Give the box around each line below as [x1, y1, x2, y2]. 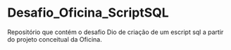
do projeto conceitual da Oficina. [7, 35, 102, 43]
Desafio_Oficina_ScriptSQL [7, 5, 169, 21]
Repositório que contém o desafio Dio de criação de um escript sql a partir [7, 28, 224, 36]
